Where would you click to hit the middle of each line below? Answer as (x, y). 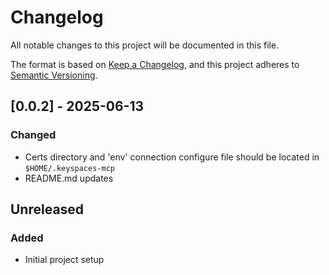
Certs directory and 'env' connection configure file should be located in (172, 157)
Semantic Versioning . (54, 75)
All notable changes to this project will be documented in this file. (145, 45)
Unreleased (47, 209)
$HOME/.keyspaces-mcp (69, 168)
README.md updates (69, 178)
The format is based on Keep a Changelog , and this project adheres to (155, 64)
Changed (33, 135)
